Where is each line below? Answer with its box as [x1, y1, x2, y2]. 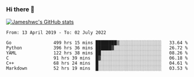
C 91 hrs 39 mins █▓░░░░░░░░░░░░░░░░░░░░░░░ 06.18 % [6, 55, 188, 61]
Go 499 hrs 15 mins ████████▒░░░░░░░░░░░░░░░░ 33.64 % [6, 40, 188, 46]
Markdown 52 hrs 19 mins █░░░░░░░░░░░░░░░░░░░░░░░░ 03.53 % [6, 65, 188, 72]
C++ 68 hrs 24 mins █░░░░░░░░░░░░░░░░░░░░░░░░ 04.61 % [6, 61, 188, 66]
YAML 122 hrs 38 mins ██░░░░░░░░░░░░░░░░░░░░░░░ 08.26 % [6, 50, 188, 56]
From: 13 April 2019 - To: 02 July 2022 [6, 30, 107, 36]
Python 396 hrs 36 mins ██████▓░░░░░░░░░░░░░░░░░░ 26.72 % [6, 45, 188, 51]
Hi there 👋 [6, 5, 35, 13]
